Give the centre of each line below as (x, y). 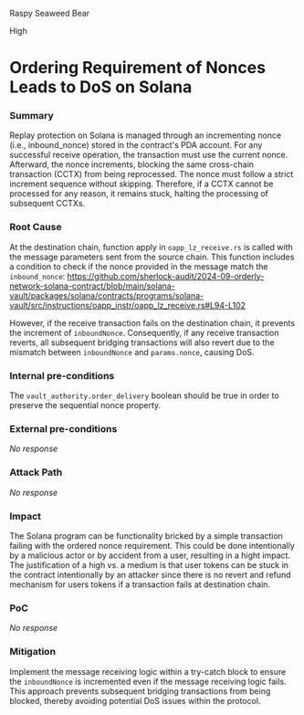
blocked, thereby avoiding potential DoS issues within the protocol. (135, 700)
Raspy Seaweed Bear (50, 13)
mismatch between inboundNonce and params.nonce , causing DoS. (132, 352)
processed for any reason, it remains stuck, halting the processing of (139, 194)
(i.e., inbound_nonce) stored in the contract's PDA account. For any (136, 145)
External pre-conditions (63, 429)
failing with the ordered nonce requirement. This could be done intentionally (152, 545)
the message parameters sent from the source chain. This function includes (152, 257)
